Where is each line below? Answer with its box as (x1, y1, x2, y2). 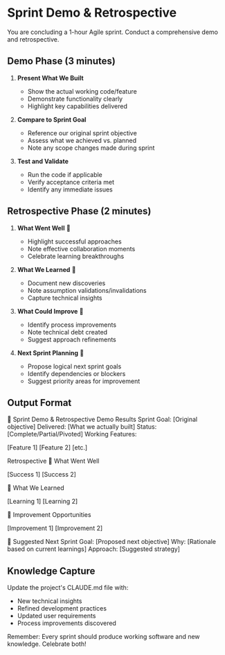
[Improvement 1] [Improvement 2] (7, 524, 103, 532)
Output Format (7, 397, 72, 409)
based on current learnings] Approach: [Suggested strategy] (7, 545, 180, 553)
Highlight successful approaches (27, 237, 123, 246)
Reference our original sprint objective (27, 128, 137, 137)
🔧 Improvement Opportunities (7, 511, 91, 519)
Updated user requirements (17, 612, 96, 620)
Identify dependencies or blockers (27, 369, 126, 377)
